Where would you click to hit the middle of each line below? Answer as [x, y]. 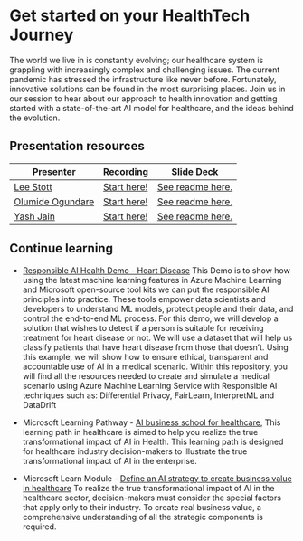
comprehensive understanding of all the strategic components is [143, 517]
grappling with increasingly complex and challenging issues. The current [145, 70]
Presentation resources [77, 146]
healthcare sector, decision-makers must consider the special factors [152, 498]
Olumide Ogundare [54, 202]
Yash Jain [35, 216]
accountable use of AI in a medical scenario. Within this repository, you [155, 366]
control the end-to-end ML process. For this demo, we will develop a [150, 318]
